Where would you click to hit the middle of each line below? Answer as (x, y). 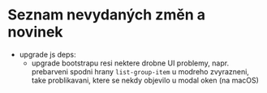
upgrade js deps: (47, 54)
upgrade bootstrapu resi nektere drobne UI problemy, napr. (130, 63)
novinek (35, 32)
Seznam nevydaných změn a (107, 15)
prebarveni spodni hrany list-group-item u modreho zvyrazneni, (140, 71)
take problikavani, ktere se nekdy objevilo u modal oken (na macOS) (145, 80)
